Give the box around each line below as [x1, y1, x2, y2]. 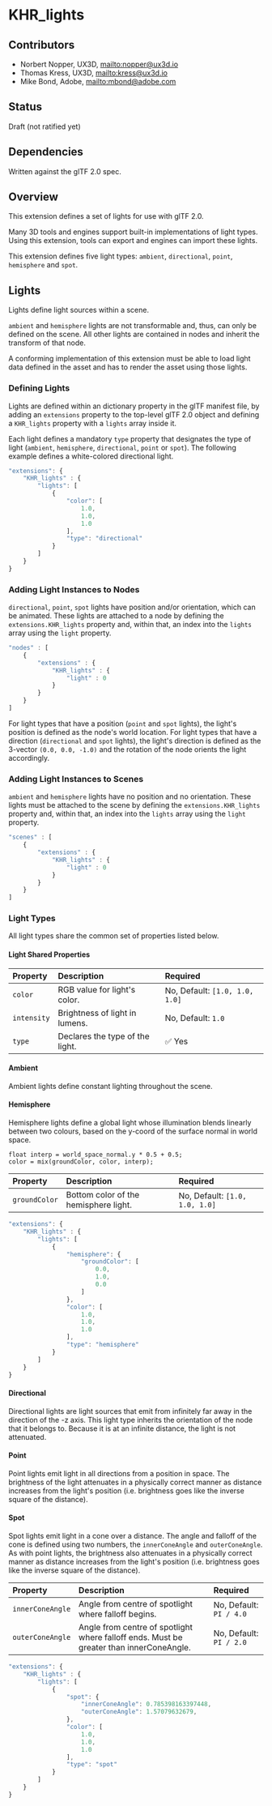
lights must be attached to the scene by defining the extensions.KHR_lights [8, 801, 261, 810]
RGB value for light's [57, 984, 136, 995]
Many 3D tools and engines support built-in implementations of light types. [8, 227, 258, 237]
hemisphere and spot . [8, 260, 79, 270]
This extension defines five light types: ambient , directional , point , [8, 251, 233, 261]
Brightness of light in [57, 1007, 137, 1018]
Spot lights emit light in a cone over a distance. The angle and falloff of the [8, 1531, 257, 1541]
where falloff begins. [78, 1608, 157, 1620]
